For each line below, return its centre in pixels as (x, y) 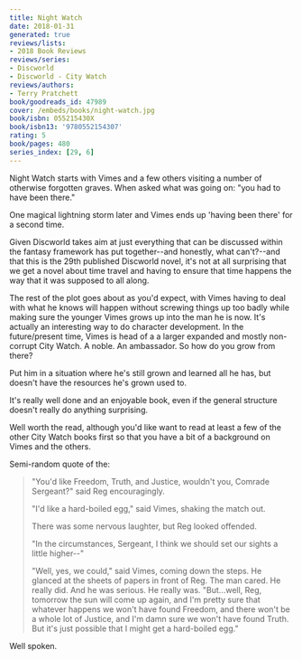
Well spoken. (33, 646)
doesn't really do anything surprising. (79, 410)
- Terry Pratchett (44, 93)
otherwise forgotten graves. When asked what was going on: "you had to (145, 187)
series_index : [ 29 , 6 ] (52, 152)
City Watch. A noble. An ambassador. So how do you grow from (157, 345)
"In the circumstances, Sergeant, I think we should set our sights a (155, 543)
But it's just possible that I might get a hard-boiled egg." (135, 628)
